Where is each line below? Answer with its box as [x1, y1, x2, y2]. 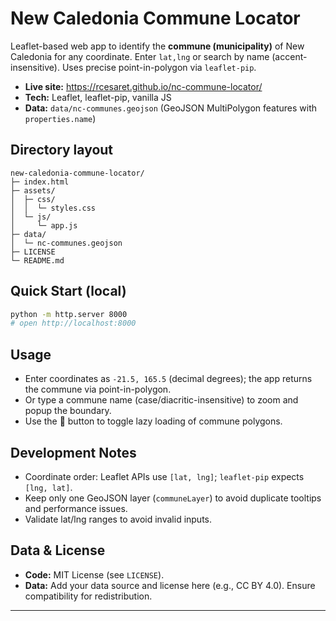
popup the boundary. [24, 405, 112, 417]
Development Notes [10, 444, 137, 461]
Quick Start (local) [10, 283, 127, 300]
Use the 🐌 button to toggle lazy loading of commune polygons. [24, 415, 283, 427]
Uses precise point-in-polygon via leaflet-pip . [61, 61, 257, 73]
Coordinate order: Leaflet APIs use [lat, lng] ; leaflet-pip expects [24, 470, 305, 482]
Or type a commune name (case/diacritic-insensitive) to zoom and [24, 394, 299, 406]
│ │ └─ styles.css [10, 203, 97, 213]
